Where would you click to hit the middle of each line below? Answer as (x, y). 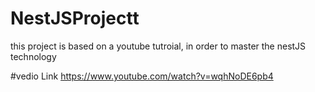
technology (33, 56)
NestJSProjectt (75, 18)
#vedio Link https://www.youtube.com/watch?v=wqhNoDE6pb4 (142, 76)
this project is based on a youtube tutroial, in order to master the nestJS (158, 46)
